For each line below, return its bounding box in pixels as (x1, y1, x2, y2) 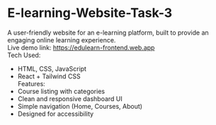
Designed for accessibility (17, 109, 94, 118)
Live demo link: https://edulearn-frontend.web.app (7, 43, 155, 52)
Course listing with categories (17, 87, 105, 95)
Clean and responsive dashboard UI (17, 94, 123, 103)
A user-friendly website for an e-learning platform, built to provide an (7, 28, 209, 37)
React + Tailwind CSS (17, 72, 81, 81)
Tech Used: (7, 51, 41, 59)
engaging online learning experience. (7, 35, 116, 44)
